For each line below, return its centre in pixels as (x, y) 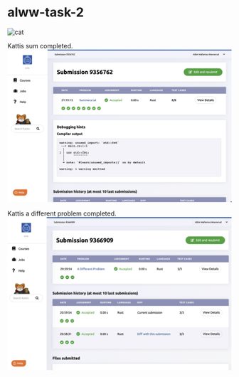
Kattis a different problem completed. (62, 213)
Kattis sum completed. (40, 46)
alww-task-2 (46, 12)
